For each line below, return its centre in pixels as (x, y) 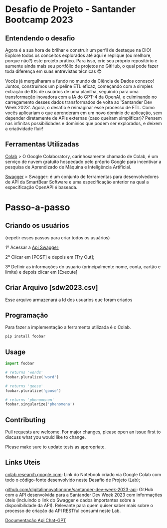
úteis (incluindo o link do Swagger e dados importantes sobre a (70, 500)
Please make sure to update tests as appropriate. (56, 447)
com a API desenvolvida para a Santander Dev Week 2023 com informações (84, 495)
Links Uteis (23, 462)
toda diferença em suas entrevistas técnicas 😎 (54, 71)
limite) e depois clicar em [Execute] (41, 272)
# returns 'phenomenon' (30, 400)
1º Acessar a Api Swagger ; (32, 247)
